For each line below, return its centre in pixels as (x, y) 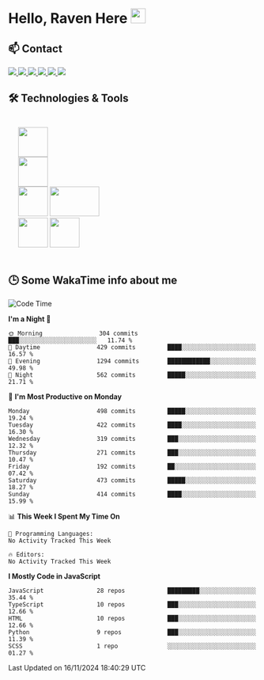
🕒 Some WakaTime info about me (93, 281)
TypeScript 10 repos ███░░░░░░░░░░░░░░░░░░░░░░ (132, 604)
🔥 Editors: (26, 554)
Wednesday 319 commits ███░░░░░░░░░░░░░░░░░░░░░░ (132, 439)
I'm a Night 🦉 (30, 319)
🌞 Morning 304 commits (73, 333)
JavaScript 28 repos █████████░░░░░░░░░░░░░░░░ (132, 591)
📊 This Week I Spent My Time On (64, 516)
